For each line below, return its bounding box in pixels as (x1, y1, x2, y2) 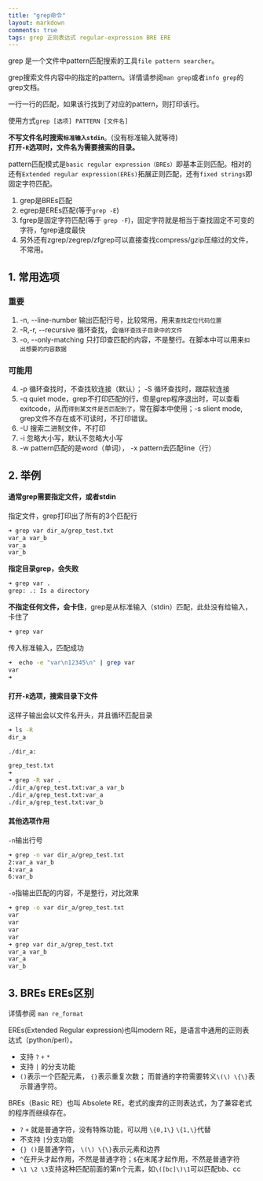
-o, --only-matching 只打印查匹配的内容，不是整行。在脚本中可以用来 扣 (19, 335, 250, 344)
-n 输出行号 (8, 835, 43, 845)
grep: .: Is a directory (8, 587, 89, 595)
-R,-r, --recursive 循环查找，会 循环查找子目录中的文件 (19, 324, 183, 335)
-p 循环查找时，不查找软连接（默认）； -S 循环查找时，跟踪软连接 (19, 384, 230, 394)
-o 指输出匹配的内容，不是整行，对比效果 (8, 888, 140, 898)
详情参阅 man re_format (8, 1009, 84, 1018)
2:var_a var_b (8, 858, 55, 866)
